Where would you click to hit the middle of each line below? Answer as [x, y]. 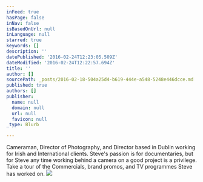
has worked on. [26, 174]
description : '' [27, 52]
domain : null [28, 108]
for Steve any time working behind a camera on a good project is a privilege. [101, 160]
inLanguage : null [28, 35]
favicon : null [29, 119]
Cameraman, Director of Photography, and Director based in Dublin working [101, 147]
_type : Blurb [23, 125]
